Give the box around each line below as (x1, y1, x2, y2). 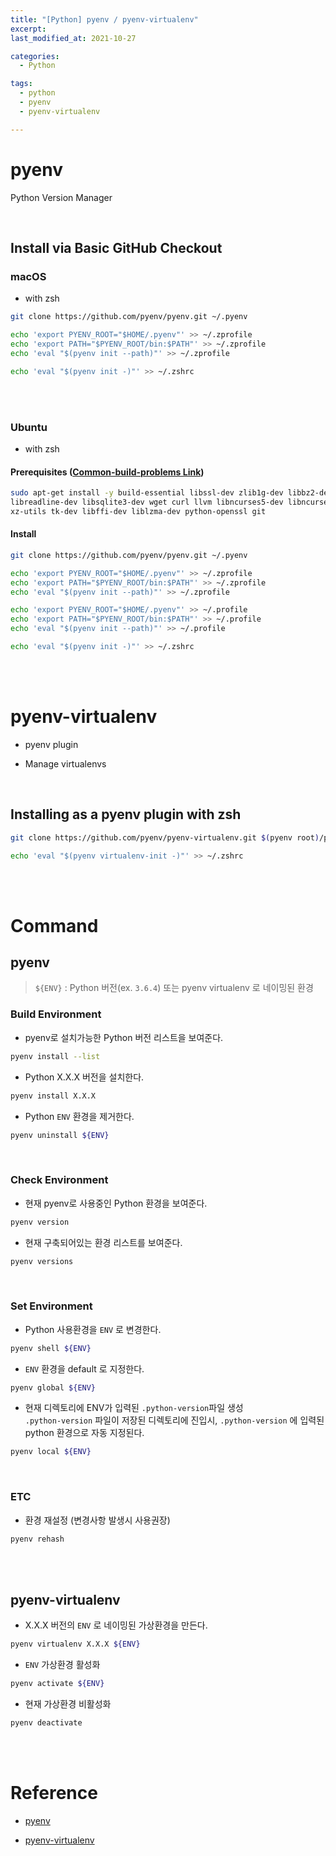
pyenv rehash (10, 1534, 65, 1544)
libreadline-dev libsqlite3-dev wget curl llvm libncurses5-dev (10, 497, 284, 507)
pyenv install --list (10, 1051, 101, 1061)
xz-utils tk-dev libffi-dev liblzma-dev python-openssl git (10, 506, 267, 516)
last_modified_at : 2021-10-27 (10, 33, 137, 43)
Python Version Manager (10, 191, 113, 203)
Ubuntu (10, 420, 48, 434)
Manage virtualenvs (24, 757, 107, 770)
